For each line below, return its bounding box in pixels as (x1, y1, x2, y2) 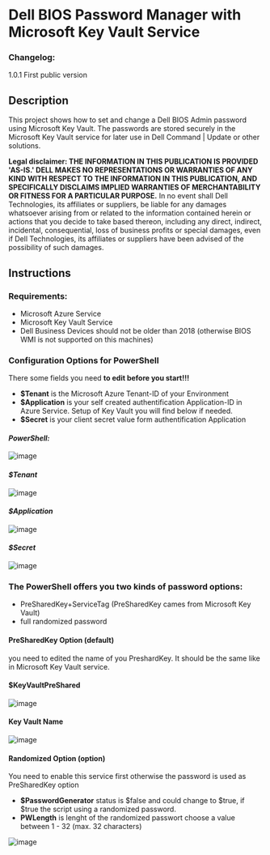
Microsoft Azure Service (19, 308, 102, 318)
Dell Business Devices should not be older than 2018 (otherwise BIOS (19, 325, 251, 335)
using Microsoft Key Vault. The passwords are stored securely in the (8, 124, 236, 134)
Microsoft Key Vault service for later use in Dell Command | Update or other (8, 132, 260, 142)
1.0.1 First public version (8, 70, 87, 80)
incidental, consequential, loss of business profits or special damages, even (8, 225, 261, 236)
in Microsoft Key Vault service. (8, 661, 111, 671)
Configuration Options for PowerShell (8, 355, 159, 366)
